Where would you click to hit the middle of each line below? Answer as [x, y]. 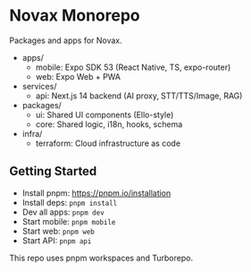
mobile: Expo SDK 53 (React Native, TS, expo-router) [133, 67]
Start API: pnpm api [57, 240]
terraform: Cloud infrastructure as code [108, 143]
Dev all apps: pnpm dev [63, 212]
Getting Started [53, 171]
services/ [39, 86]
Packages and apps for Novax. [66, 40]
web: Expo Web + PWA [78, 76]
